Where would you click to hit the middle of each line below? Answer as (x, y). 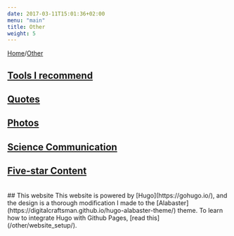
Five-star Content (47, 171)
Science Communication (62, 147)
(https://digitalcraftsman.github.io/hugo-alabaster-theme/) (92, 210)
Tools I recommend (50, 76)
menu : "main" (26, 20)
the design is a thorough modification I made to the (81, 203)
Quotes (24, 99)
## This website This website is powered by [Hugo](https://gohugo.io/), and (117, 195)
